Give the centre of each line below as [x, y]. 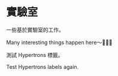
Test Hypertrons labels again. [43, 66]
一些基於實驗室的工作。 [35, 30]
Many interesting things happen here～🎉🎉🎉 [59, 42]
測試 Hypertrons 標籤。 [35, 55]
